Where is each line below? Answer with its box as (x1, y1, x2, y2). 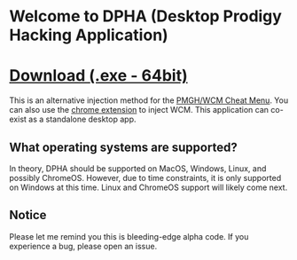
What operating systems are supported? (9, 139, 238, 154)
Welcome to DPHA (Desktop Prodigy (9, 6, 282, 27)
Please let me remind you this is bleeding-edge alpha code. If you (9, 231, 249, 241)
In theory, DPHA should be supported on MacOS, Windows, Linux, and (9, 162, 267, 174)
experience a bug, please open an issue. (9, 240, 158, 251)
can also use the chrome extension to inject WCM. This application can (9, 105, 269, 115)
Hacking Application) (9, 25, 168, 45)
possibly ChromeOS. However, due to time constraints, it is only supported (9, 172, 282, 183)
